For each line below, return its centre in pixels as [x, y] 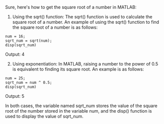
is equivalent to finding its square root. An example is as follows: [78, 69]
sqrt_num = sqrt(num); [29, 41]
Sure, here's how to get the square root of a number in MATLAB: [71, 7]
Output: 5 [15, 96]
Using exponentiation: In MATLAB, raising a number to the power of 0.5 [85, 64]
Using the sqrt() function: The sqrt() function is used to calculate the [82, 17]
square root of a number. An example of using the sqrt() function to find [86, 22]
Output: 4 [15, 54]
